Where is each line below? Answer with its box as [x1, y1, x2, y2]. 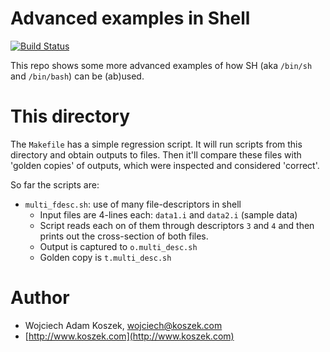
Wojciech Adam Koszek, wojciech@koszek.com [24, 319, 223, 331]
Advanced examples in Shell [10, 7, 251, 30]
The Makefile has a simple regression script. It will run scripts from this [10, 138, 303, 150]
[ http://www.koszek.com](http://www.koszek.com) [24, 330, 235, 342]
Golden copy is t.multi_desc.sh [39, 251, 172, 263]
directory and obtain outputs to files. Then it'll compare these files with [10, 148, 302, 161]
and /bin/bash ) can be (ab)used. [10, 70, 145, 82]
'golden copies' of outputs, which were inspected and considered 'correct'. [10, 159, 320, 171]
